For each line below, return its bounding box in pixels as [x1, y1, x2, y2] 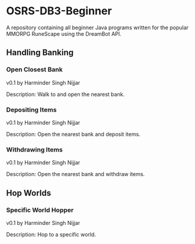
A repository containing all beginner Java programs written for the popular [6, 24, 189, 31]
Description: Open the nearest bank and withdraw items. [6, 171, 145, 178]
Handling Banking [6, 48, 74, 58]
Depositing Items [6, 106, 57, 114]
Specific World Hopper [6, 206, 74, 214]
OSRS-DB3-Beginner [6, 4, 112, 18]
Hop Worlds [6, 188, 51, 198]
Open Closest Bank [6, 66, 63, 74]
